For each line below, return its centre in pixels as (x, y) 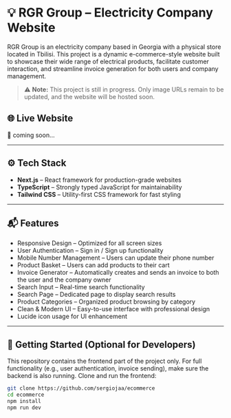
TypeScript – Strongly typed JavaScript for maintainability (99, 187)
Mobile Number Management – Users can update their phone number (115, 258)
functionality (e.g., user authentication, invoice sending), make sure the (108, 368)
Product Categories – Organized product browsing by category (106, 302)
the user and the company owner (64, 280)
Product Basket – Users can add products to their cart (93, 265)
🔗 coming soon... (31, 135)
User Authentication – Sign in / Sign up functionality (90, 251)
